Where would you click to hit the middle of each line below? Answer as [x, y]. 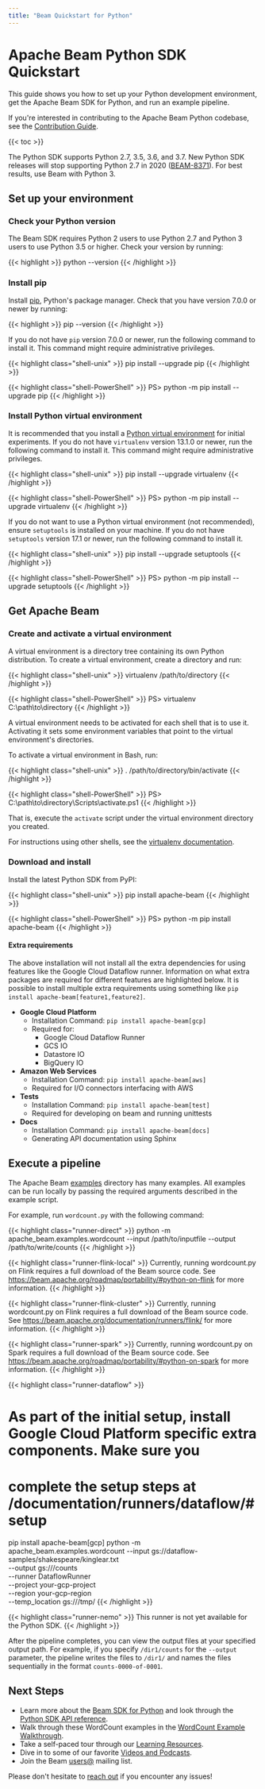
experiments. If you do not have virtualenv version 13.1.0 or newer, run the [130, 441]
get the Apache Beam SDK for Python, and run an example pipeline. [119, 102]
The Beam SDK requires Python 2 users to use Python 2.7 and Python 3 [125, 238]
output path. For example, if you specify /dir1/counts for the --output [123, 1649]
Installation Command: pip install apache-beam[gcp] [119, 1020]
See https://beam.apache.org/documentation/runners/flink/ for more [120, 1320]
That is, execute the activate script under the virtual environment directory [131, 818]
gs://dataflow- [175, 1551]
